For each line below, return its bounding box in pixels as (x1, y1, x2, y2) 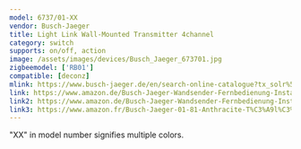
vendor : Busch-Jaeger (9, 22, 90, 31)
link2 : (9, 96, 34, 106)
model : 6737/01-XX (9, 13, 78, 22)
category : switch (9, 38, 74, 48)
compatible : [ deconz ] (9, 72, 90, 81)
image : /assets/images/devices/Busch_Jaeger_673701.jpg (9, 55, 222, 64)
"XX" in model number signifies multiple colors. (9, 129, 185, 140)
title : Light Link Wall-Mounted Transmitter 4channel (9, 30, 215, 39)
